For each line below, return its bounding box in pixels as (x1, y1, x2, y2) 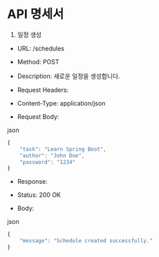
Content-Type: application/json (17, 99, 106, 107)
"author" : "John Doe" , (19, 152, 85, 159)
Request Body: (17, 112, 59, 121)
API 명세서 (7, 6, 64, 22)
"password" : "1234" (19, 158, 76, 166)
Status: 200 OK (17, 191, 61, 199)
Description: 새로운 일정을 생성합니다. (17, 72, 121, 80)
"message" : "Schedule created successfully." (19, 238, 153, 245)
